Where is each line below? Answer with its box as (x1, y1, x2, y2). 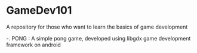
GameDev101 (6, 4, 72, 17)
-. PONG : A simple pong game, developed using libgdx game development (6, 35, 191, 42)
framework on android (6, 41, 61, 48)
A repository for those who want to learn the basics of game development (6, 23, 188, 30)
